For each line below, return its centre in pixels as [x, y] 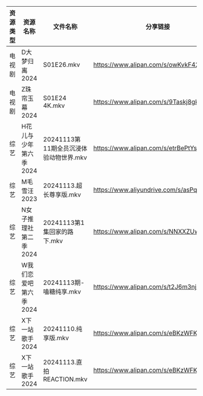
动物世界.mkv [68, 157]
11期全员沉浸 [62, 148]
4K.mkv [54, 106]
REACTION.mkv [65, 379]
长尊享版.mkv [62, 195]
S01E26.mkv [62, 65]
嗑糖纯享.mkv [62, 292]
